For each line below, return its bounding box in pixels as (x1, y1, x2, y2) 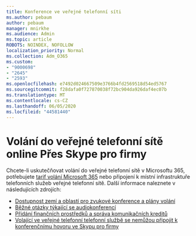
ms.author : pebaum (6, 14, 52, 20)
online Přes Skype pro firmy (6, 147, 147, 161)
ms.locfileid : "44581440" (6, 109, 71, 115)
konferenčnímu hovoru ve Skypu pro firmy (14, 223, 120, 230)
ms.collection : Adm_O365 (6, 53, 68, 59)
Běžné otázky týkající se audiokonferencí (14, 204, 117, 211)
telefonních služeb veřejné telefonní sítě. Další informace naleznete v (6, 180, 176, 187)
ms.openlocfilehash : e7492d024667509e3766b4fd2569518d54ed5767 (6, 81, 167, 87)
